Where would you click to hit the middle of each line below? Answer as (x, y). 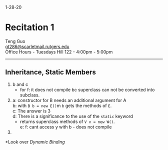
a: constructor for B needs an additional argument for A (69, 100)
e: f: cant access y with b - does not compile (66, 126)
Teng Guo (15, 41)
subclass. (30, 95)
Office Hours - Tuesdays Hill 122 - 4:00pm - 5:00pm (59, 51)
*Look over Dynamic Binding (35, 141)
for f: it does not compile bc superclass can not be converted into (87, 89)
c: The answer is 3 (31, 111)
